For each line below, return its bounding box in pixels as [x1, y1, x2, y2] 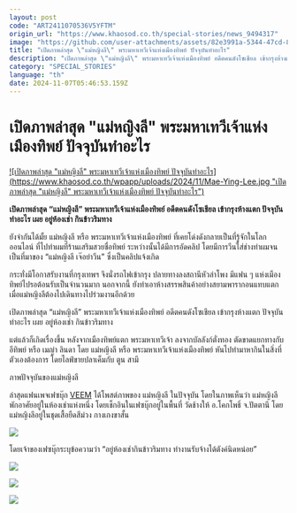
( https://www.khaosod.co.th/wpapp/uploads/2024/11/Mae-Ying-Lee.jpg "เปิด [9, 176, 287, 187]
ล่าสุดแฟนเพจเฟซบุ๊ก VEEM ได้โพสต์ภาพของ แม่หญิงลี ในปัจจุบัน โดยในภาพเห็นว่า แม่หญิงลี [9, 389, 278, 400]
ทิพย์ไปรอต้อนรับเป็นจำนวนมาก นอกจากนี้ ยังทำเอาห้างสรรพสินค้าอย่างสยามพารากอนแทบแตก [9, 279, 279, 289]
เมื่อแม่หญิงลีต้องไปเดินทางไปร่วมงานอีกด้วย [9, 288, 135, 299]
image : [9, 37, 34, 47]
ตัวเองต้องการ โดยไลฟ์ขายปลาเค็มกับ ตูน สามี [9, 354, 139, 364]
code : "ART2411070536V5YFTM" [9, 21, 117, 30]
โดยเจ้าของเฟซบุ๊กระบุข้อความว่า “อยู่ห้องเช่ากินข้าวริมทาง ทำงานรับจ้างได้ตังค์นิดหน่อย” [9, 443, 257, 454]
